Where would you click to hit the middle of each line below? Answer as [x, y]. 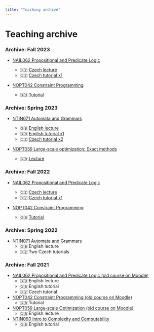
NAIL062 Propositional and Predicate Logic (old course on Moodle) [80, 276]
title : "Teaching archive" [33, 10]
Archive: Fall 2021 [27, 264]
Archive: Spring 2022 [31, 230]
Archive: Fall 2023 [28, 49]
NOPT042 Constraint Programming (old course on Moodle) [72, 297]
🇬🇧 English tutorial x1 [42, 134]
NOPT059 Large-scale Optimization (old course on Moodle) [73, 308]
